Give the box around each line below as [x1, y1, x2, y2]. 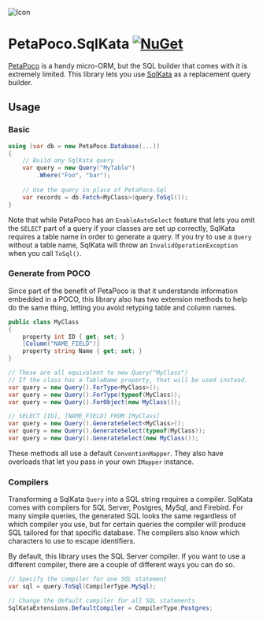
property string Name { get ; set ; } [22, 347, 143, 355]
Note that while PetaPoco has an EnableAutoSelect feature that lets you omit [8, 215, 255, 225]
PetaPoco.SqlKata [8, 35, 130, 53]
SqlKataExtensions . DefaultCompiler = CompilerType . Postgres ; [8, 603, 213, 612]
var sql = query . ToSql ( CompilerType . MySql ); [8, 583, 157, 591]
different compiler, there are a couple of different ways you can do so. [8, 560, 235, 570]
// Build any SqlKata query [22, 157, 114, 165]
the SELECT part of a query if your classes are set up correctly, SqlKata [8, 223, 235, 232]
